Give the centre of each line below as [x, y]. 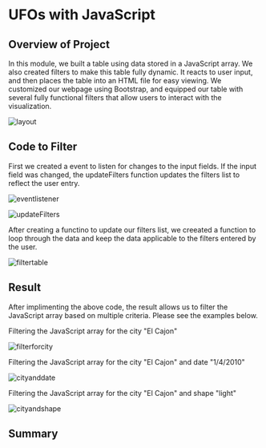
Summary [33, 434]
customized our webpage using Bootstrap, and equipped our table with [126, 89]
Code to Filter [43, 147]
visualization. [30, 106]
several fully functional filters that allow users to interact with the [115, 97]
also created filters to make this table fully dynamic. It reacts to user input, [131, 72]
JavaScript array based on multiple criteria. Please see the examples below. [133, 315]
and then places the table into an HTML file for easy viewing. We [115, 81]
